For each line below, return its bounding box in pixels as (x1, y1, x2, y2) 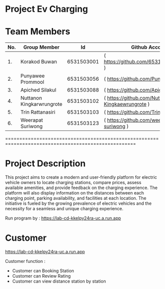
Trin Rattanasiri (20, 109, 55, 116)
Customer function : (5, 258, 46, 264)
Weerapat (20, 117, 43, 124)
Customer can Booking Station (12, 268, 75, 274)
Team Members (5, 26, 70, 37)
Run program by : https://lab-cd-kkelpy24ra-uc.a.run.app (5, 215, 121, 221)
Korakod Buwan (20, 58, 57, 65)
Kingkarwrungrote (20, 101, 62, 108)
